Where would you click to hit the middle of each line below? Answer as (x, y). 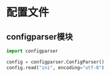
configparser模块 (40, 37)
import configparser (33, 51)
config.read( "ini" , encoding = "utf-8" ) (55, 67)
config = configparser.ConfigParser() (55, 62)
